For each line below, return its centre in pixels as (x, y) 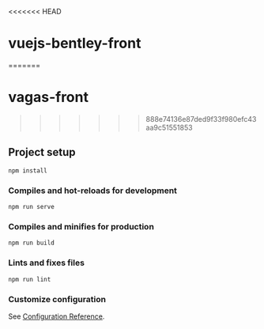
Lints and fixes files (47, 263)
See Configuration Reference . (57, 316)
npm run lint (30, 279)
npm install (28, 170)
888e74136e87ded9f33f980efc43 (201, 119)
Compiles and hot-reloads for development (93, 191)
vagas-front (49, 97)
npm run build (32, 243)
